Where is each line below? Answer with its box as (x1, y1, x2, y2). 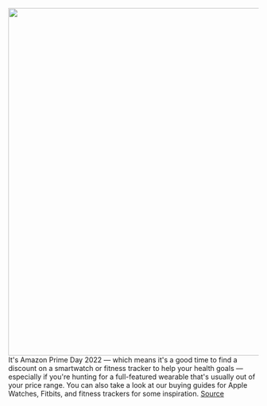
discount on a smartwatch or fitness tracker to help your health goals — (8, 364, 244, 373)
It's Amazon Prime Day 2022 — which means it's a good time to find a (8, 355, 238, 365)
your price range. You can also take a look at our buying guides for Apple (8, 381, 248, 389)
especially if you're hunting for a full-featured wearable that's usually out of (8, 372, 256, 381)
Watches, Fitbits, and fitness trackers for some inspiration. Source (8, 389, 225, 398)
